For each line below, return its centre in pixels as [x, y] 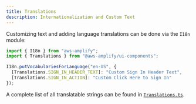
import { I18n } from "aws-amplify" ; [52, 51]
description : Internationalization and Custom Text [70, 17]
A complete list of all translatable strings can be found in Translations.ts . [95, 94]
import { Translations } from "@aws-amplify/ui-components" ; [82, 56]
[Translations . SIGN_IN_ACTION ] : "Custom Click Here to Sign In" [92, 78]
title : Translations [31, 11]
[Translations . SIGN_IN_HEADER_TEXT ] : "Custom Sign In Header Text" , [97, 72]
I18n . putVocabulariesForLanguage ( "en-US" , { [61, 67]
